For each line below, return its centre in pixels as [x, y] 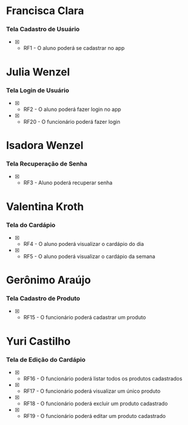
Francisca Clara [45, 11]
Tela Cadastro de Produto [43, 299]
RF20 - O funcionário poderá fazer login [72, 122]
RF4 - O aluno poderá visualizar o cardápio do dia [83, 244]
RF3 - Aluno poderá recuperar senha [68, 183]
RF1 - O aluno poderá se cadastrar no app [74, 48]
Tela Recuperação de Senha [47, 164]
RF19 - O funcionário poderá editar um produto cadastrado [95, 416]
